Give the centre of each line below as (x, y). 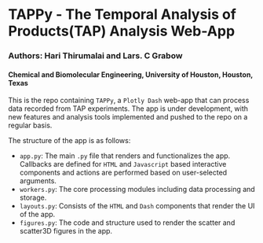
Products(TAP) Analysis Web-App (122, 31)
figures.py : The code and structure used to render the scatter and (127, 223)
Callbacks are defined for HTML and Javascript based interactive (123, 164)
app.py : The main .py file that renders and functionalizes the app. (125, 156)
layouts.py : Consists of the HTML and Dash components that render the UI (137, 206)
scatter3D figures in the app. (66, 231)
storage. (33, 197)
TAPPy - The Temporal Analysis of (122, 15)
